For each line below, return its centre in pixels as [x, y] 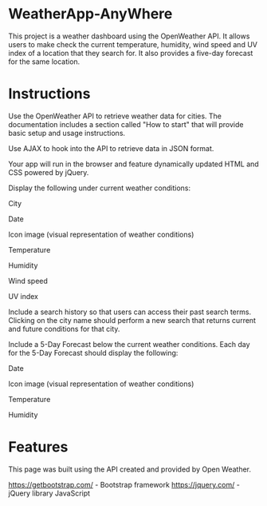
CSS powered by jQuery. [49, 172]
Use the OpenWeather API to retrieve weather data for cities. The [115, 116]
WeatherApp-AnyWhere [90, 14]
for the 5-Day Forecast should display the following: [93, 353]
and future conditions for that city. [64, 329]
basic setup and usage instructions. [67, 133]
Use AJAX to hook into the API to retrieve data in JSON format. [111, 148]
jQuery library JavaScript [49, 493]
